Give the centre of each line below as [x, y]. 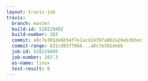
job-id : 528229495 [35, 52]
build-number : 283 [35, 35]
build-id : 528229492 [38, 29]
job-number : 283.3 [35, 57]
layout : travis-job [31, 12]
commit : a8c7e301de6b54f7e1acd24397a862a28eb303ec [77, 40]
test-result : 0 [31, 69]
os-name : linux [31, 63]
